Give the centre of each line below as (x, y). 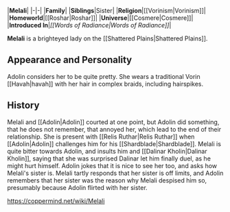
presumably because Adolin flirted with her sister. (77, 187)
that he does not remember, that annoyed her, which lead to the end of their (114, 129)
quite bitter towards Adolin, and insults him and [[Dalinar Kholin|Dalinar (107, 151)
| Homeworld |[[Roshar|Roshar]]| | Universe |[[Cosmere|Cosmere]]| (100, 18)
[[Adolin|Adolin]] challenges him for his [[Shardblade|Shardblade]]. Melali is (114, 143)
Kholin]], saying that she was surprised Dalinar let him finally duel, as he (109, 158)
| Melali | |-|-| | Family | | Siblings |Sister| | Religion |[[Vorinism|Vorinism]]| (106, 11)
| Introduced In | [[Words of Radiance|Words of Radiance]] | (89, 25)
